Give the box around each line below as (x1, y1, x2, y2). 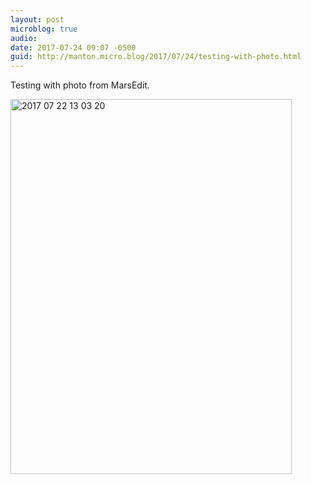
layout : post (10, 14, 65, 25)
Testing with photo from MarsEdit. (10, 79, 150, 91)
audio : (10, 33, 38, 43)
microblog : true (10, 24, 78, 34)
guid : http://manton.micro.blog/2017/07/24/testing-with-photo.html (10, 52, 302, 62)
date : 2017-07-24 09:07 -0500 (10, 42, 137, 53)
